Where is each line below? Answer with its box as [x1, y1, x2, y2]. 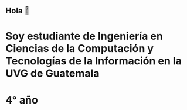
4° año [5, 93, 39, 106]
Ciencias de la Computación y [5, 42, 154, 55]
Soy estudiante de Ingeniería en [5, 29, 164, 43]
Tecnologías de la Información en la [5, 54, 182, 67]
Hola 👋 [5, 6, 30, 16]
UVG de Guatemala [5, 67, 100, 80]
